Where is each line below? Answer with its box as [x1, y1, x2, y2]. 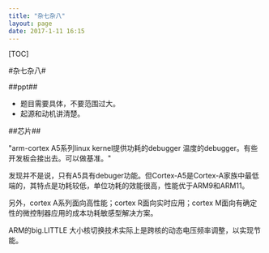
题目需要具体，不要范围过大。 [19, 99, 120, 109]
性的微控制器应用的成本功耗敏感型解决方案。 [8, 208, 158, 218]
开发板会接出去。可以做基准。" [8, 153, 112, 163]
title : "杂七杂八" [8, 11, 66, 20]
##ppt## [8, 82, 38, 92]
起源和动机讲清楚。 [19, 109, 85, 118]
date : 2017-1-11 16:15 [8, 27, 85, 35]
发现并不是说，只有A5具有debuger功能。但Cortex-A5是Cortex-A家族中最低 [8, 171, 259, 181]
